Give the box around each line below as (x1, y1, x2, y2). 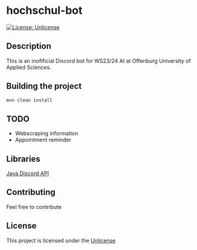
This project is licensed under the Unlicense (6, 237, 116, 244)
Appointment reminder (15, 136, 71, 144)
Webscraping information (15, 130, 79, 137)
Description (6, 41, 51, 51)
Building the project (6, 81, 82, 91)
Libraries (6, 153, 40, 164)
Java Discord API (6, 170, 50, 177)
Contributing (6, 187, 56, 197)
